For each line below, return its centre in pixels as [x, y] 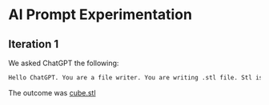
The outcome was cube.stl [52, 92]
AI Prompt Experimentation [100, 15]
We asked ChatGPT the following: [64, 63]
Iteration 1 [34, 44]
